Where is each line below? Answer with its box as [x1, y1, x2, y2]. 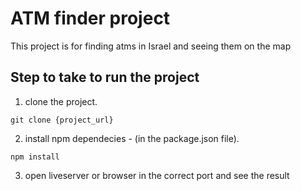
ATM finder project [10, 7, 171, 30]
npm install [10, 152, 60, 162]
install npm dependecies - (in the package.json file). [24, 132, 240, 144]
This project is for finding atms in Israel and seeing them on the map [10, 40, 292, 52]
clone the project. [24, 95, 98, 107]
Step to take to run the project [10, 69, 200, 86]
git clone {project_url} [10, 115, 114, 125]
